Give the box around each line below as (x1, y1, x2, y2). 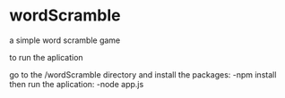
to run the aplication (9, 52, 83, 62)
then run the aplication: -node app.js (9, 78, 144, 89)
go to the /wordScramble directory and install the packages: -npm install (9, 69, 277, 80)
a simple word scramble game (9, 35, 121, 45)
